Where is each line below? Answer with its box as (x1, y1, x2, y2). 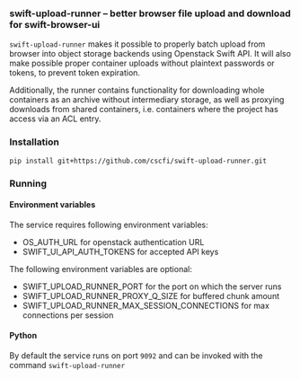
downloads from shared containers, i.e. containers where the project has (9, 104, 278, 115)
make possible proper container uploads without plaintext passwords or (9, 57, 276, 69)
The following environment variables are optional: (9, 263, 193, 274)
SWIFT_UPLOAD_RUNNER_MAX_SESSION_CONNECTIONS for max (22, 300, 269, 311)
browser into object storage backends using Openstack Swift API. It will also (9, 48, 292, 59)
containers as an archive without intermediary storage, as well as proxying (9, 94, 285, 105)
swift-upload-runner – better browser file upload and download (9, 7, 292, 20)
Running (9, 177, 48, 189)
